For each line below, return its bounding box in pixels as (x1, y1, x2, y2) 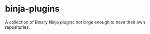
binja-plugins (5, 3, 60, 14)
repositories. (5, 24, 30, 30)
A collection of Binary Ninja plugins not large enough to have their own (5, 19, 146, 25)
